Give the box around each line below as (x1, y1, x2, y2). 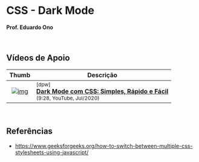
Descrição (87, 71, 118, 79)
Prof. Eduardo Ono (6, 24, 53, 31)
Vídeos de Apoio (6, 53, 70, 63)
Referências (6, 126, 53, 137)
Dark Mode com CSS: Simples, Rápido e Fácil (36, 87, 169, 96)
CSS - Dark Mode (6, 4, 95, 18)
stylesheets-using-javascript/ (15, 149, 89, 156)
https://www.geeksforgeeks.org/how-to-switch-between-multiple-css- (15, 142, 193, 149)
